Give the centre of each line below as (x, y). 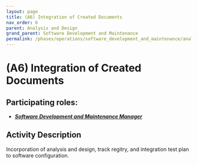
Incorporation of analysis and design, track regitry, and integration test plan (98, 149)
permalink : (19, 39)
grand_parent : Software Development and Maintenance (72, 34)
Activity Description (44, 135)
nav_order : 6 (22, 22)
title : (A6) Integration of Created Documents (64, 17)
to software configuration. (38, 155)
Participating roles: (42, 102)
